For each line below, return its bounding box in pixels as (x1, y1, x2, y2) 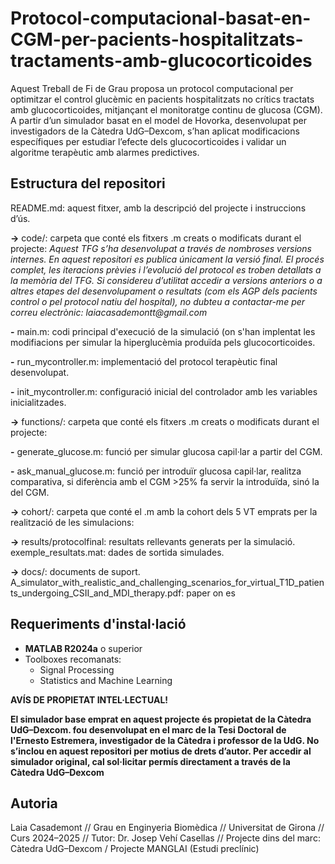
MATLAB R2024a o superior (24, 642, 143, 654)
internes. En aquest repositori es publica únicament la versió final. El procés (10, 253, 325, 265)
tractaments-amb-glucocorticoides (10, 50, 313, 72)
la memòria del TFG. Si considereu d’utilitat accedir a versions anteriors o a (10, 274, 323, 286)
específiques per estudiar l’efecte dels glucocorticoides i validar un (10, 135, 287, 147)
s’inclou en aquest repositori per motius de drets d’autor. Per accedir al (10, 745, 312, 757)
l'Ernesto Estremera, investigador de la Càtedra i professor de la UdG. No (10, 734, 320, 746)
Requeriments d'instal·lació (10, 616, 187, 633)
